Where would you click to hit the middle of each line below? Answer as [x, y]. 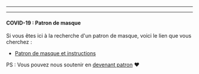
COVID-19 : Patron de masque [44, 23]
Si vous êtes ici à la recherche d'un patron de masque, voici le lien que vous [99, 36]
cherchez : [19, 42]
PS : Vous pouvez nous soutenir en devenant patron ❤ [73, 65]
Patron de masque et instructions [55, 53]
